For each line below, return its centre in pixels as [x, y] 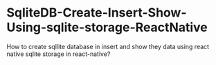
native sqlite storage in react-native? [58, 54]
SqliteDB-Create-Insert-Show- [97, 13]
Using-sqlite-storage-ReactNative [107, 27]
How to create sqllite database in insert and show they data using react [108, 46]
